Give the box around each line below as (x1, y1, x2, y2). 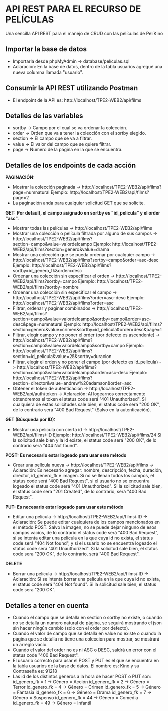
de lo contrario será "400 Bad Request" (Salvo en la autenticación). (12, 407, 151, 413)
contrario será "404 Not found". (12, 443, 78, 449)
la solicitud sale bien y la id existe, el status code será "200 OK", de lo (12, 437, 157, 443)
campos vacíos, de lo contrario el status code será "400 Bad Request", (12, 530, 159, 536)
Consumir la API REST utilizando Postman (5, 84, 138, 92)
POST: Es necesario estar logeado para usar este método (5, 452, 127, 458)
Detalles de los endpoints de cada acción (5, 161, 136, 169)
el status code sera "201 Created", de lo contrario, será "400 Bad (12, 489, 147, 495)
